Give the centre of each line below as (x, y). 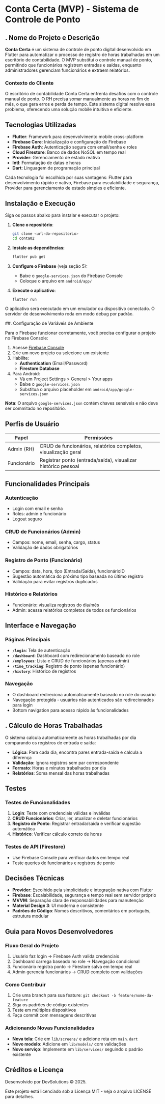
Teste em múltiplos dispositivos (44, 1010)
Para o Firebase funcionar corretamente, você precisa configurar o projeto (81, 333)
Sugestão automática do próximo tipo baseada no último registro (78, 576)
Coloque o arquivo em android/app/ (56, 281)
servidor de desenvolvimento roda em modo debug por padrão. (69, 314)
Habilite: (21, 358)
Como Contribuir (26, 985)
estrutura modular (30, 916)
